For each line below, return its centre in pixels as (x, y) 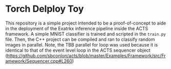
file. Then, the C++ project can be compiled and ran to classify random (80, 39)
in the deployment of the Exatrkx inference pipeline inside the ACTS (77, 28)
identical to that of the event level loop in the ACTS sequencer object (78, 50)
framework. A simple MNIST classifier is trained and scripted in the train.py (86, 34)
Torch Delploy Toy (45, 9)
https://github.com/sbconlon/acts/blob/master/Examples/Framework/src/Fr (86, 55)
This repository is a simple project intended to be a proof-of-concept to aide (86, 23)
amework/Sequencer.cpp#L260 (39, 61)
